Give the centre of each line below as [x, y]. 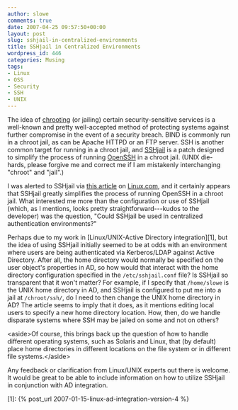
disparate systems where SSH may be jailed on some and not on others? [113, 320]
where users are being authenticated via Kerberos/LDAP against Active [111, 252]
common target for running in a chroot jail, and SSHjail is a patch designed [116, 150]
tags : [15, 67]
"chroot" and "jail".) [36, 172]
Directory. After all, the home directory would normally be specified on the [116, 260]
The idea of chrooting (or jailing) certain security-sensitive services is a [112, 120]
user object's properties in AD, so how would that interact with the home [113, 267]
